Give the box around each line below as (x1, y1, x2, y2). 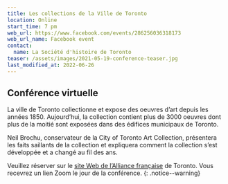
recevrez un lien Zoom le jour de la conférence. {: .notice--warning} (7, 169, 201, 177)
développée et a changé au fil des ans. (7, 148, 118, 156)
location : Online (7, 17, 58, 24)
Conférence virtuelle (7, 87, 98, 99)
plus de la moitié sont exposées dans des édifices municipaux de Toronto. (7, 120, 219, 129)
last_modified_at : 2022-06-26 (7, 62, 95, 68)
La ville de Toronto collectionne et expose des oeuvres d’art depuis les (7, 105, 209, 114)
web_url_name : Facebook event (7, 36, 95, 43)
